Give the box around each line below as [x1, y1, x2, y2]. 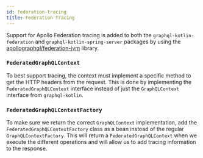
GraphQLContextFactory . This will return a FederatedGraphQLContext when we [6, 132, 197, 139]
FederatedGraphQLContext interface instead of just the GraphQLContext [6, 85, 180, 92]
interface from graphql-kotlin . [6, 91, 84, 98]
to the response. [6, 145, 48, 153]
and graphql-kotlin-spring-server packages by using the [35, 38, 181, 45]
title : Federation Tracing [6, 15, 75, 21]
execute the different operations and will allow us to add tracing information [6, 138, 196, 146]
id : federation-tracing [6, 9, 67, 15]
